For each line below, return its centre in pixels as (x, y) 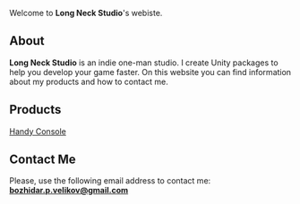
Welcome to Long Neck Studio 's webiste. (86, 13)
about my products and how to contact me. (89, 81)
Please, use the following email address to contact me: (110, 181)
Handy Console (38, 131)
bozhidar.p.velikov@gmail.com (69, 191)
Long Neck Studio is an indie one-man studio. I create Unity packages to (144, 63)
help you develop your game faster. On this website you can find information (150, 72)
